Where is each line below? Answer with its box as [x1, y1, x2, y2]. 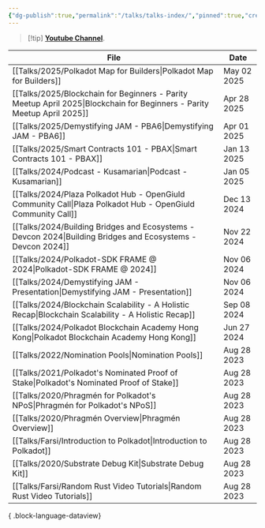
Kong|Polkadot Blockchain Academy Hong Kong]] [12, 331, 197, 343]
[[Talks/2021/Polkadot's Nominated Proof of [12, 367, 178, 378]
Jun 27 [223, 321, 250, 332]
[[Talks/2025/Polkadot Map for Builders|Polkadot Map [12, 65, 215, 76]
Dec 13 [223, 193, 251, 204]
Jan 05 [223, 166, 250, 177]
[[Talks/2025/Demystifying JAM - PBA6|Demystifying [12, 120, 215, 131]
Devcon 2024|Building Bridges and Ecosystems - [12, 230, 197, 242]
